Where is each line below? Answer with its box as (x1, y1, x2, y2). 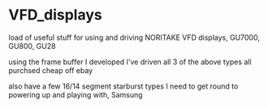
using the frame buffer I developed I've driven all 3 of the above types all (8, 57, 252, 67)
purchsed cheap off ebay (8, 65, 93, 75)
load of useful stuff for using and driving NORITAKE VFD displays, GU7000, (8, 32, 260, 42)
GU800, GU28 (8, 41, 56, 50)
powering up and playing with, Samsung (8, 89, 144, 99)
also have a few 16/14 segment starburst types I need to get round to (8, 81, 239, 91)
